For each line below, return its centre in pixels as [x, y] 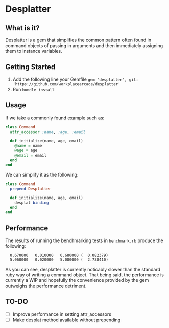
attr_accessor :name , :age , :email [48, 132]
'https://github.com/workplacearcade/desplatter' [67, 84]
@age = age [26, 151]
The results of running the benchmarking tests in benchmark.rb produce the [84, 240]
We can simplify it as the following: [42, 174]
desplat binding [32, 203]
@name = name [28, 146]
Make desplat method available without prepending [67, 320]
